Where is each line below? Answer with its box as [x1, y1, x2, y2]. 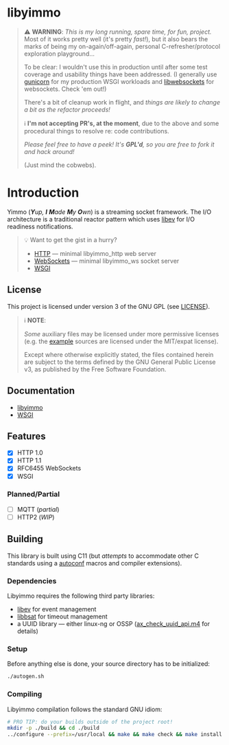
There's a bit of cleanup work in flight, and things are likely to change [23, 98, 221, 106]
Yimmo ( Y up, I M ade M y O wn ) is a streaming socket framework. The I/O [7, 208, 212, 216]
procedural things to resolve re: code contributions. [23, 127, 169, 135]
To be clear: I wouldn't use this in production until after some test [23, 63, 208, 71]
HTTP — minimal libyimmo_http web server [34, 249, 156, 257]
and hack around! [23, 147, 75, 155]
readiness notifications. [7, 222, 73, 230]
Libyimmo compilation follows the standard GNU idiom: [7, 705, 162, 713]
